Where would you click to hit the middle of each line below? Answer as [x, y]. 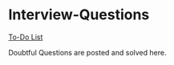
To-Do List [26, 37]
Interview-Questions [79, 15]
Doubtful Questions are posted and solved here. [87, 52]
